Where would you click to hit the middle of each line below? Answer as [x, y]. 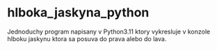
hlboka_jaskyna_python [78, 13]
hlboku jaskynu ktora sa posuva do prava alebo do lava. [87, 38]
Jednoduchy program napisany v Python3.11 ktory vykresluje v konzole [109, 32]
